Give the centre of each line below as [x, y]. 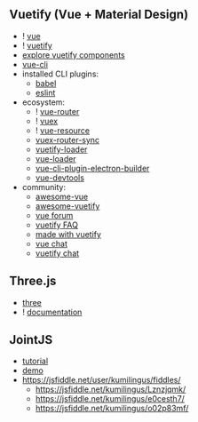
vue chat [51, 243]
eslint [45, 92]
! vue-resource [63, 130]
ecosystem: [43, 102]
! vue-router [57, 111]
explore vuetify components [74, 55]
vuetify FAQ [56, 225]
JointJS [31, 340]
